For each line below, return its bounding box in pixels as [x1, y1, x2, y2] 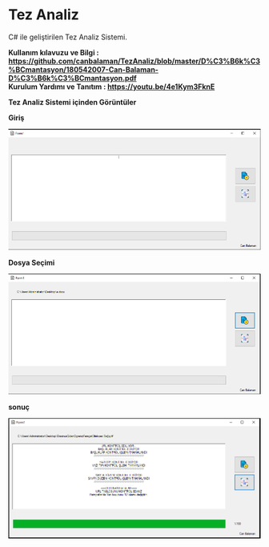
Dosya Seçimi [8, 258, 55, 268]
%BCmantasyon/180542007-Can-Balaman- [8, 64, 159, 74]
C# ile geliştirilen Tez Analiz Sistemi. [8, 32, 128, 42]
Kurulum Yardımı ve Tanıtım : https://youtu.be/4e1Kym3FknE [8, 82, 215, 91]
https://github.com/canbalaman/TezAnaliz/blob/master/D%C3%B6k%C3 [8, 56, 261, 66]
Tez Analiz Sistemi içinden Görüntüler [8, 97, 137, 107]
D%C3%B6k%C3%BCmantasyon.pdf [8, 73, 138, 83]
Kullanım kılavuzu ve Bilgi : [8, 47, 99, 57]
